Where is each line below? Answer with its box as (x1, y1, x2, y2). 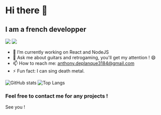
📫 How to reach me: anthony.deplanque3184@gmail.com (12, 60, 134, 66)
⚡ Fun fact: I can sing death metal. (12, 68, 85, 74)
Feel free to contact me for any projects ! (5, 92, 108, 99)
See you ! (5, 104, 26, 110)
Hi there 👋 (5, 5, 48, 16)
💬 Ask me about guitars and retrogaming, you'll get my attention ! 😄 (12, 55, 156, 60)
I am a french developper (5, 25, 86, 34)
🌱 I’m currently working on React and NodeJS (12, 49, 109, 55)
